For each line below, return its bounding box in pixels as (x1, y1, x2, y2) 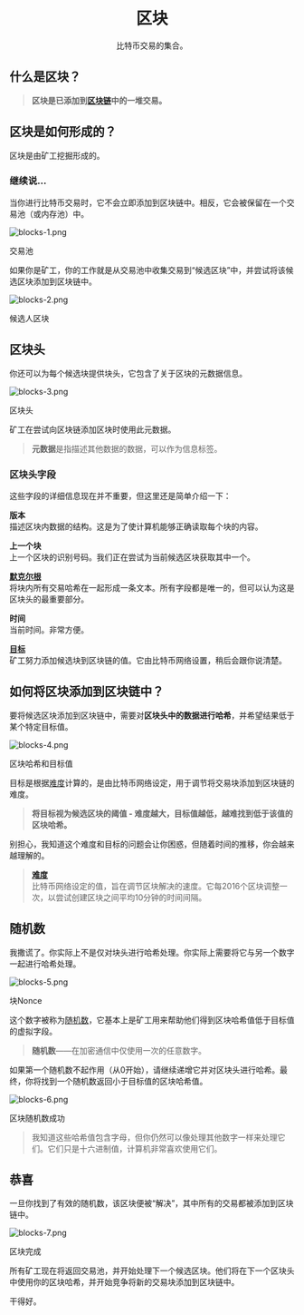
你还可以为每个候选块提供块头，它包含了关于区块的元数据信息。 (9, 368, 247, 378)
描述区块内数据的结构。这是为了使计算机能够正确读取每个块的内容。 (9, 521, 263, 532)
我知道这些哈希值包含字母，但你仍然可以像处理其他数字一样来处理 (31, 1132, 278, 1143)
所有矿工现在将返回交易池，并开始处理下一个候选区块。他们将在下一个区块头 (9, 1265, 295, 1276)
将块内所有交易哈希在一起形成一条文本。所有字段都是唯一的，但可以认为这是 (9, 582, 295, 593)
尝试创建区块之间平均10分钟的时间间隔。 (55, 891, 207, 903)
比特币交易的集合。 (116, 40, 188, 51)
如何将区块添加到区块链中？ (9, 684, 165, 700)
